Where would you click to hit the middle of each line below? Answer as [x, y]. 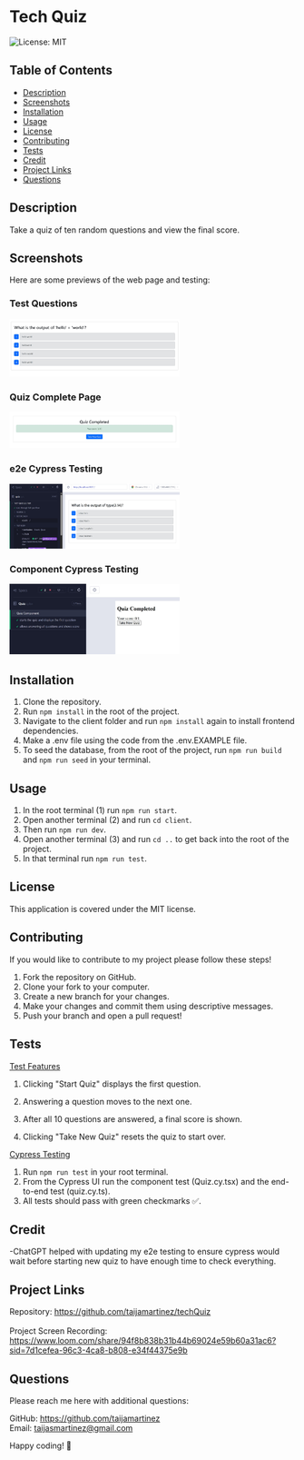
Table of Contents [61, 70]
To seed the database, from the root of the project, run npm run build [152, 750]
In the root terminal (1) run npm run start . [100, 810]
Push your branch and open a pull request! [102, 1016]
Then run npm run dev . [64, 829]
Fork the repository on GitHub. [79, 977]
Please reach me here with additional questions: [99, 1400]
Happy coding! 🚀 [41, 1445]
